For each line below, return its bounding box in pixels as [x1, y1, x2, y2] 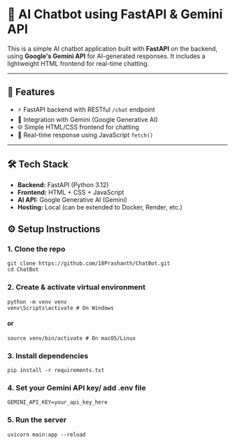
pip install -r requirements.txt [7, 367, 105, 374]
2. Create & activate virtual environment [7, 282, 145, 292]
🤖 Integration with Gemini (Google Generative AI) [17, 115, 159, 123]
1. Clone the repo [7, 244, 66, 254]
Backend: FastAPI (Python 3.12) [17, 180, 109, 189]
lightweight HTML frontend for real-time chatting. [7, 59, 150, 67]
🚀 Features [7, 86, 55, 98]
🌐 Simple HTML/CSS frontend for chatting [17, 123, 140, 131]
